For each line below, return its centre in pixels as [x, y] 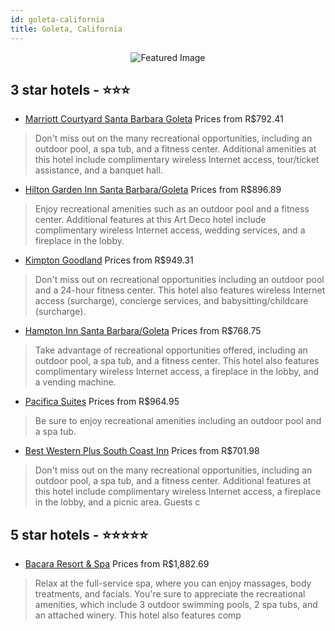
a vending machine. [75, 382]
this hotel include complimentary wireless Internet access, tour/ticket [177, 160]
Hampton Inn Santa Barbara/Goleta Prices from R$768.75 [143, 331]
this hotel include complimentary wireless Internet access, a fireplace [178, 492]
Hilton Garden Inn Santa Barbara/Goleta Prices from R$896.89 [153, 190]
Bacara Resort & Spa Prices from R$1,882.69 [117, 564]
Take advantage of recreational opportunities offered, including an [171, 350]
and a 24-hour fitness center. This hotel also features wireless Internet [180, 290]
